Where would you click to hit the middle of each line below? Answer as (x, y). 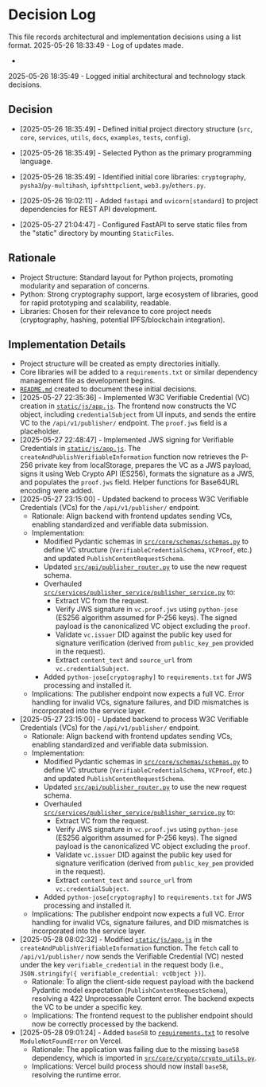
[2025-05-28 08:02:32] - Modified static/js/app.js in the (116, 940)
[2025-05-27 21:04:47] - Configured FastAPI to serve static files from (133, 224)
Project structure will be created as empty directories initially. (120, 363)
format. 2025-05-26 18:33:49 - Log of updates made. (96, 45)
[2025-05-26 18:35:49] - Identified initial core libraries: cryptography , (133, 176)
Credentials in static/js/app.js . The (80, 449)
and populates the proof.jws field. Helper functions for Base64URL (129, 482)
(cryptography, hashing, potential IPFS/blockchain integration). (122, 320)
